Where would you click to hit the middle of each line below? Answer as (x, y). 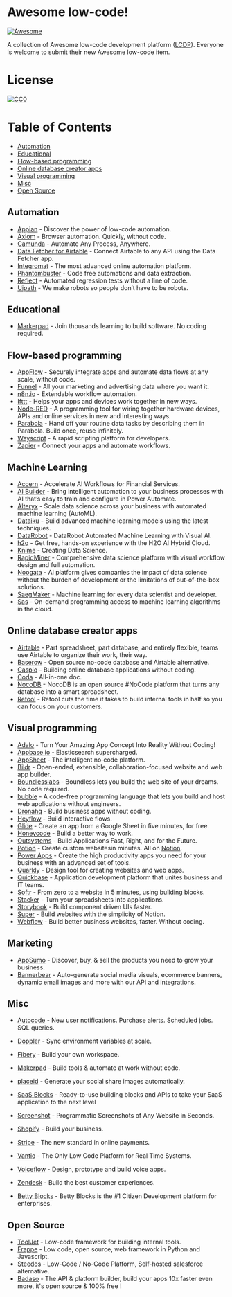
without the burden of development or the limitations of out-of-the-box (118, 580)
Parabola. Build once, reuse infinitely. (70, 431)
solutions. (31, 587)
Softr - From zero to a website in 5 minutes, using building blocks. (111, 892)
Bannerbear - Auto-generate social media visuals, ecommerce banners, (119, 974)
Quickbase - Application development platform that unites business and (119, 877)
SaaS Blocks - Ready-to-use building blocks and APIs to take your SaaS (120, 1095)
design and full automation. (56, 565)
